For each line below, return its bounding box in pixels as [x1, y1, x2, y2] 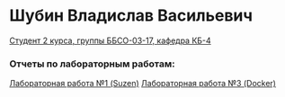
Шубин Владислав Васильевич [9, 5, 254, 26]
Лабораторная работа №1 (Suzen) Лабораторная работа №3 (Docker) [9, 78, 277, 89]
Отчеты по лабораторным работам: [9, 57, 175, 70]
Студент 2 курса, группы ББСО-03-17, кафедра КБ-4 [9, 35, 211, 46]
